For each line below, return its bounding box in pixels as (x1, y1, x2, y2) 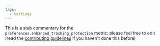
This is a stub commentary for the (5, 25, 74, 31)
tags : (5, 7, 16, 12)
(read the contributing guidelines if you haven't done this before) (5, 35, 136, 41)
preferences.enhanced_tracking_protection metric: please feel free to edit (5, 30, 156, 36)
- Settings (9, 12, 32, 16)
